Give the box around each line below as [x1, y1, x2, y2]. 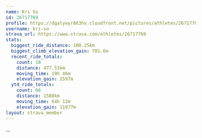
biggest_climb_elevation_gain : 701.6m [11, 48, 109, 54]
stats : [5, 37, 22, 43]
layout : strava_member [5, 110, 63, 116]
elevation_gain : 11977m [16, 104, 77, 110]
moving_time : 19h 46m [16, 71, 71, 77]
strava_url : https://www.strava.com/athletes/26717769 [5, 31, 147, 37]
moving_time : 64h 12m [16, 98, 71, 104]
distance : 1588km [16, 93, 60, 99]
